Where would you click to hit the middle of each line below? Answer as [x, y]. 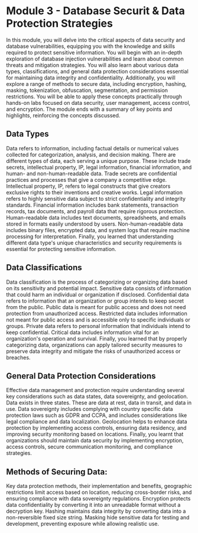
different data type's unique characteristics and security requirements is [94, 243]
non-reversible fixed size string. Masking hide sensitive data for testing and [98, 518]
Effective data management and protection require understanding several [95, 390]
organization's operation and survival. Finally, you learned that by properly [97, 338]
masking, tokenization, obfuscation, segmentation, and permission [87, 90]
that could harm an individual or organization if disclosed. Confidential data [98, 294]
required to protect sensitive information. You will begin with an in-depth [94, 52]
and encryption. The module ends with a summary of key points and [89, 109]
